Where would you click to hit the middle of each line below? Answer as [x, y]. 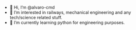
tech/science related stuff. [36, 17]
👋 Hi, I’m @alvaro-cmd [32, 7]
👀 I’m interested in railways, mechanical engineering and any [70, 12]
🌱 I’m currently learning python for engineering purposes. [67, 22]
